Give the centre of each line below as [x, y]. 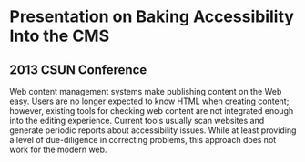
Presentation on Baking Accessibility [152, 17]
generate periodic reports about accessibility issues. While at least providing [153, 130]
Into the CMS [60, 36]
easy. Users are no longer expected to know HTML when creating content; [149, 101]
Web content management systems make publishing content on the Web [146, 91]
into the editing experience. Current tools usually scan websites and [137, 121]
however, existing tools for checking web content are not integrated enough [152, 111]
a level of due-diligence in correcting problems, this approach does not [143, 140]
